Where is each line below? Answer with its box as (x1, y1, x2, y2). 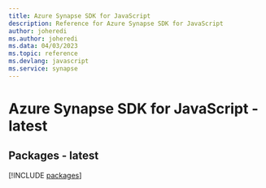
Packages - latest (8, 149, 99, 163)
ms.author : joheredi (8, 34, 79, 43)
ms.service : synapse (8, 65, 79, 73)
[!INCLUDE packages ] (8, 170, 82, 180)
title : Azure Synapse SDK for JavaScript (8, 11, 151, 20)
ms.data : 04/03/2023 (8, 42, 79, 50)
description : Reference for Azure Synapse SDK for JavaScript (8, 19, 224, 28)
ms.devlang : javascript (8, 58, 89, 66)
